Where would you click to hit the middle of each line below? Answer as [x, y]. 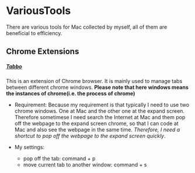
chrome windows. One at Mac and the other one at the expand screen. [100, 111]
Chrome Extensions [43, 52]
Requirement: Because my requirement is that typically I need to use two [102, 105]
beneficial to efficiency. [34, 33]
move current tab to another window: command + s [85, 165]
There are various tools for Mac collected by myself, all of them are [87, 27]
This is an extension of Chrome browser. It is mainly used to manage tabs [94, 81]
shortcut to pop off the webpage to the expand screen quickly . [90, 136]
